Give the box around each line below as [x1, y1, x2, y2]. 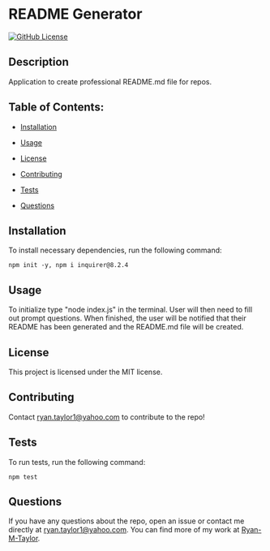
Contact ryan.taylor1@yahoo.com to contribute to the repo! [8, 411, 205, 422]
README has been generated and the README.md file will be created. [8, 322, 244, 332]
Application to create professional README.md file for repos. [8, 76, 212, 86]
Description [8, 55, 69, 69]
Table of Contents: [8, 101, 105, 114]
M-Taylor [8, 533, 38, 544]
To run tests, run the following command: [8, 457, 146, 467]
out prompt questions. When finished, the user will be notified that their [8, 313, 247, 323]
